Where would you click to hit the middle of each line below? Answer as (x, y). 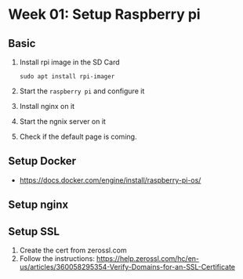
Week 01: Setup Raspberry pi (105, 14)
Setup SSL (34, 232)
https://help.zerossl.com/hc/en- (148, 259)
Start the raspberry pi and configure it (82, 91)
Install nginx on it (47, 106)
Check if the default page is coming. (78, 136)
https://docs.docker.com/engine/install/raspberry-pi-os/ (110, 180)
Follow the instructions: (57, 259)
